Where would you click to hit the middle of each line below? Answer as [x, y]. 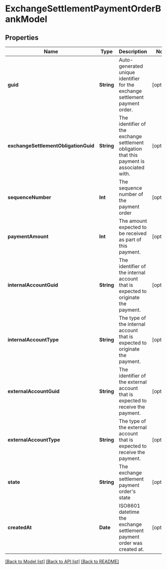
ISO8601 [130, 506]
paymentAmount [28, 237]
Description [133, 51]
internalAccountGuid [33, 285]
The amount [133, 221]
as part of [130, 239]
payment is [132, 161]
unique [127, 72]
